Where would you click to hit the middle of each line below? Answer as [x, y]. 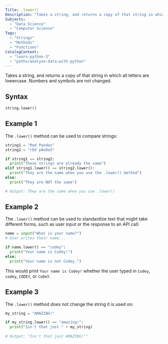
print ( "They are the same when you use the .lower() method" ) [76, 173]
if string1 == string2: [30, 159]
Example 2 [22, 207]
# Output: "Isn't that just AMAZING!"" [47, 336]
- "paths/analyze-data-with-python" [48, 61]
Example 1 [21, 124]
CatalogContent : [22, 52]
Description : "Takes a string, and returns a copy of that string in [79, 15]
